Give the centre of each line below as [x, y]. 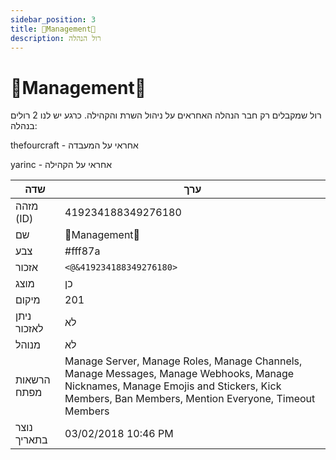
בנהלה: [24, 126]
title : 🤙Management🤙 [53, 29]
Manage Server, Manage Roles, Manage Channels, [183, 361]
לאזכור [29, 329]
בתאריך [31, 440]
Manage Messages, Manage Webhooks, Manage [179, 374]
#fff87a [82, 251]
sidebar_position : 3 [53, 19]
